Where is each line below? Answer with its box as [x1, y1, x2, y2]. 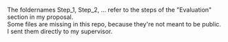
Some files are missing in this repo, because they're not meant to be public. [7, 20, 222, 28]
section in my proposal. [7, 13, 74, 21]
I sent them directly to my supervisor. [7, 27, 113, 35]
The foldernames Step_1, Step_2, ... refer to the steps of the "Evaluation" [7, 6, 212, 14]
